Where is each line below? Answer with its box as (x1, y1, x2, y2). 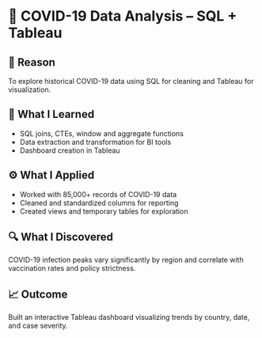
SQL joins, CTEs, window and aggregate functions (19, 128, 184, 138)
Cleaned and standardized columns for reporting (19, 198, 179, 207)
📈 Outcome (8, 287, 68, 301)
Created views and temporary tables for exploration (19, 206, 188, 216)
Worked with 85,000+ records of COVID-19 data (19, 189, 177, 199)
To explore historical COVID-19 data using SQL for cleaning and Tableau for (8, 77, 254, 85)
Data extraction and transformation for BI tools (19, 137, 172, 146)
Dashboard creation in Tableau (19, 146, 120, 155)
